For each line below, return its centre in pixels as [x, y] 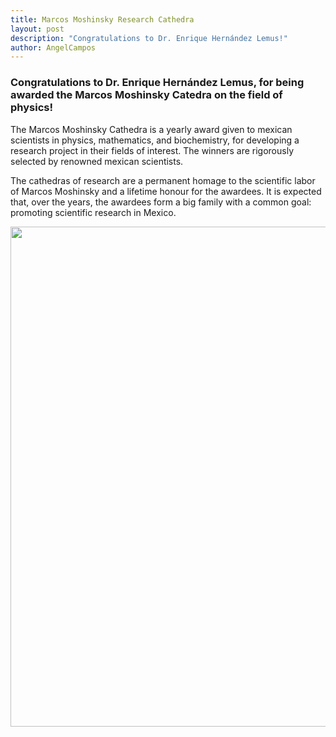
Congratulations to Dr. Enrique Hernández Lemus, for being [157, 83]
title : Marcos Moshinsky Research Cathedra [102, 19]
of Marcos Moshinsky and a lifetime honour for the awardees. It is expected [166, 191]
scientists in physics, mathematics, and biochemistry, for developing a [155, 140]
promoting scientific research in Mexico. [93, 212]
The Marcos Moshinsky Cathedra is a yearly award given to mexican [151, 129]
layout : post [37, 29]
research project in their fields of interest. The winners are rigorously [152, 150]
